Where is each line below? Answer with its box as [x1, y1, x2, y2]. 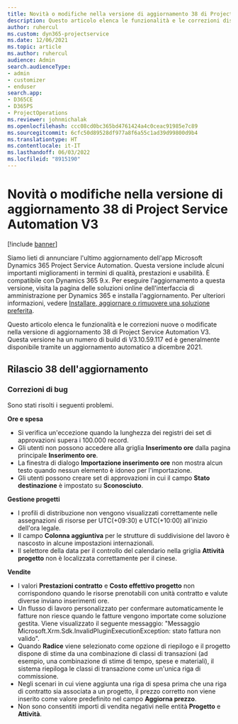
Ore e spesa [7, 415, 44, 423]
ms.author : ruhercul [7, 50, 69, 57]
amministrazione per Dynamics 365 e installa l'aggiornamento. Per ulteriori [7, 291, 225, 300]
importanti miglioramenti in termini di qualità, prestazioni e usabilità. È [7, 268, 210, 277]
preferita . [7, 306, 35, 314]
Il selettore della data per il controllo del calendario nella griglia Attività [17, 546, 225, 554]
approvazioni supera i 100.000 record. [17, 436, 129, 444]
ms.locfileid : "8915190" [7, 155, 81, 163]
